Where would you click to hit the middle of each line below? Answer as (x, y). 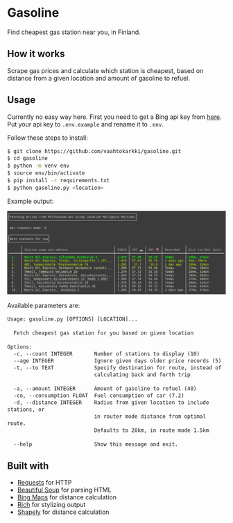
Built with (28, 466)
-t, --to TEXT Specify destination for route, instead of (118, 368)
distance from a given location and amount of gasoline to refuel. (99, 78)
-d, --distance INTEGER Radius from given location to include (111, 403)
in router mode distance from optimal (150, 417)
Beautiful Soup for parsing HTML (64, 490)
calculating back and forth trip (142, 375)
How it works (36, 54)
